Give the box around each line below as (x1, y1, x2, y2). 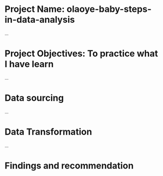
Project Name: (4, 3, 65, 15)
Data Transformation (4, 126, 92, 137)
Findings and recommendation (4, 160, 134, 171)
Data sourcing (4, 92, 64, 104)
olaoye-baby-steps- (66, 3, 152, 15)
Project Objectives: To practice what (4, 48, 159, 59)
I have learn (4, 59, 54, 70)
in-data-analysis (4, 14, 75, 25)
